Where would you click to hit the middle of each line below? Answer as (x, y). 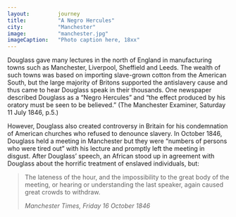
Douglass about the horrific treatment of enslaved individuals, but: (103, 163)
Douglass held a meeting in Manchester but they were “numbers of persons (117, 141)
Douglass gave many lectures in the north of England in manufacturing (110, 60)
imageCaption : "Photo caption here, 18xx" (74, 40)
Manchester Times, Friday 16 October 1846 (87, 206)
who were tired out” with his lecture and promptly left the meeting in (106, 149)
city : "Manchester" (52, 27)
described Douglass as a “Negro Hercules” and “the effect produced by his (116, 98)
